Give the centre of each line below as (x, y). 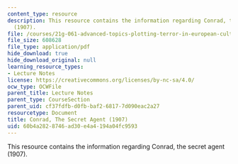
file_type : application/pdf (49, 47)
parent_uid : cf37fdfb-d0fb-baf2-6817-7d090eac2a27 (84, 106)
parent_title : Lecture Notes (50, 93)
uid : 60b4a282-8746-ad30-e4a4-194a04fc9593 (73, 126)
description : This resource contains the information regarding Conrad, (117, 21)
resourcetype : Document (42, 113)
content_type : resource (42, 14)
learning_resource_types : (45, 67)
